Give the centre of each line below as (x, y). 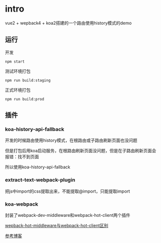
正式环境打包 (18, 90)
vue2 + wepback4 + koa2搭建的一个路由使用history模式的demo (68, 23)
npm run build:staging (28, 80)
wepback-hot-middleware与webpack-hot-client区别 (57, 226)
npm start (15, 62)
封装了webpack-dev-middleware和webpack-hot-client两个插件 (68, 215)
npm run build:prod (25, 99)
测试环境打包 (18, 71)
